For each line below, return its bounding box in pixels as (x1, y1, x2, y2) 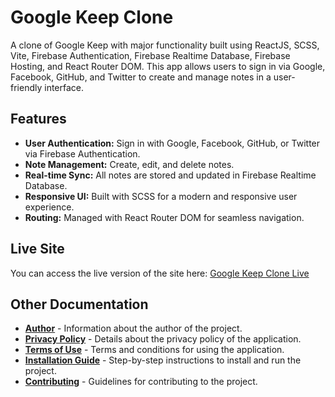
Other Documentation (10, 296, 149, 313)
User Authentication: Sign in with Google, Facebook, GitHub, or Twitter (24, 137, 321, 149)
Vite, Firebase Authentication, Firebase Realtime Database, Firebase (10, 49, 291, 61)
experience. (24, 201, 75, 213)
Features (10, 111, 67, 128)
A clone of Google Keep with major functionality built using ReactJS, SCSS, (10, 39, 320, 51)
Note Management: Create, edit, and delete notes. (24, 158, 235, 170)
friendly (10, 81, 43, 93)
